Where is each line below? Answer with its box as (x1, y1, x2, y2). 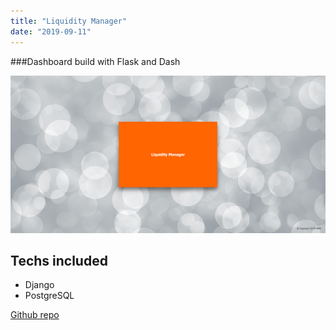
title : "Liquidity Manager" (10, 16, 128, 26)
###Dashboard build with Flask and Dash (10, 55, 181, 67)
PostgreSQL (24, 290, 75, 302)
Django (24, 279, 55, 291)
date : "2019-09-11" (10, 26, 92, 37)
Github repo (10, 309, 60, 321)
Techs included (10, 252, 108, 269)
